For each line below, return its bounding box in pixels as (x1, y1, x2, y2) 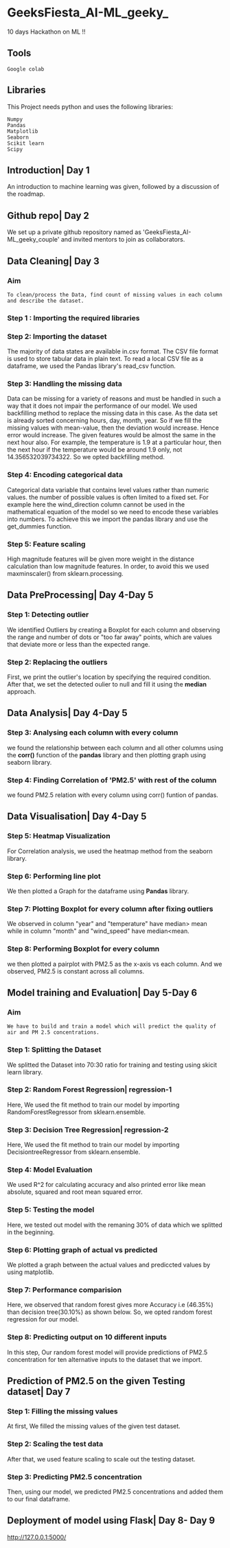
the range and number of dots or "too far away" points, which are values (7, 633, 212, 641)
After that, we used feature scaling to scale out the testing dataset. (7, 1455, 196, 1463)
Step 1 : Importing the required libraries (7, 313, 140, 323)
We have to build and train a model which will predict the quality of (7, 1023, 216, 1030)
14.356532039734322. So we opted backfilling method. (7, 453, 165, 461)
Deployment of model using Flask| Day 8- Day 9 (7, 1515, 215, 1527)
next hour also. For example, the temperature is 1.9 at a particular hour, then (7, 438, 222, 447)
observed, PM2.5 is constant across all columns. (7, 967, 145, 975)
